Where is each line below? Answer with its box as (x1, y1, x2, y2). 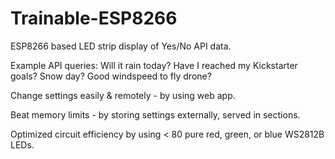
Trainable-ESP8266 (10, 7, 178, 30)
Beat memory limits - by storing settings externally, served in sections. (10, 108, 301, 121)
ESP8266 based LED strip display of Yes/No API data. (10, 40, 232, 52)
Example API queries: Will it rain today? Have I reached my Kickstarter (10, 59, 298, 71)
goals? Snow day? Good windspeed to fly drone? (10, 70, 212, 82)
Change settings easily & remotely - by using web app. (10, 89, 236, 101)
